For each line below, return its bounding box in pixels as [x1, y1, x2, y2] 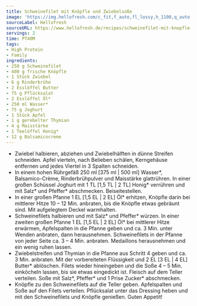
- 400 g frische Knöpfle [6, 69, 67, 74]
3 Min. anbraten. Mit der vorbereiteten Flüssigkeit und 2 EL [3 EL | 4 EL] [14, 256, 188, 263]
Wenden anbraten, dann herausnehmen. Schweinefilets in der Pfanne [14, 231, 183, 238]
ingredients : [6, 57, 38, 63]
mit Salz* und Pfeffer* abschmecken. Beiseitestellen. [14, 187, 142, 194]
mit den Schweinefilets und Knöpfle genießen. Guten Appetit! [14, 293, 163, 300]
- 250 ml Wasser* [6, 101, 49, 107]
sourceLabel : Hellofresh [6, 19, 67, 25]
